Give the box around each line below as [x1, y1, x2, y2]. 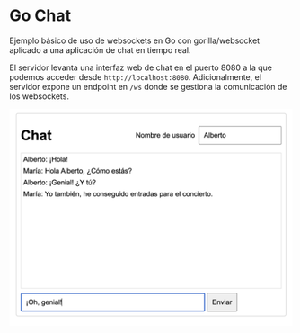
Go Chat [9, 5, 72, 26]
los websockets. [9, 91, 70, 102]
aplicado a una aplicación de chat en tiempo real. [9, 44, 191, 55]
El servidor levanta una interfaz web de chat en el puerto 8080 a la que [9, 62, 272, 73]
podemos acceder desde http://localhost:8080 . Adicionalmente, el [9, 71, 262, 82]
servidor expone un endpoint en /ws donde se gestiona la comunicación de [9, 81, 287, 92]
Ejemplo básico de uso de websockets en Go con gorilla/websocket [9, 35, 260, 46]
